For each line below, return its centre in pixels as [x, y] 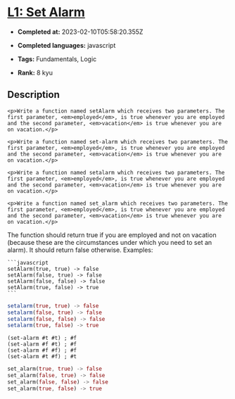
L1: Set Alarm [46, 12]
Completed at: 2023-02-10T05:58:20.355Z [80, 32]
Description [33, 95]
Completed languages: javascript [66, 45]
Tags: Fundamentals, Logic [57, 59]
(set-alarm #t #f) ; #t [42, 357]
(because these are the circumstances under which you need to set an [110, 242]
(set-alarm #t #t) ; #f [42, 338]
